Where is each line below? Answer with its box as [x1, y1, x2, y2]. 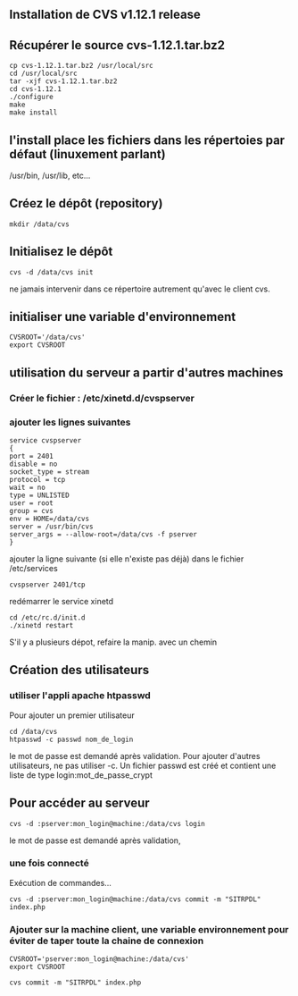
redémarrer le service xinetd [9, 596, 114, 607]
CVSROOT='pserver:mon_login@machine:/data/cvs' [9, 955, 190, 964]
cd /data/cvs [9, 727, 58, 736]
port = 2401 [9, 452, 54, 461]
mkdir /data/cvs [9, 219, 70, 229]
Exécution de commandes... [9, 877, 112, 888]
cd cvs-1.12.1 [9, 85, 62, 94]
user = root [9, 499, 54, 508]
